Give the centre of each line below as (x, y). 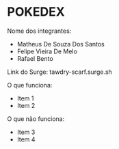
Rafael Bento (35, 58)
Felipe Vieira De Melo (47, 51)
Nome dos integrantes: (39, 31)
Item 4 (26, 139)
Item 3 (26, 132)
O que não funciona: (36, 119)
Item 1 (25, 98)
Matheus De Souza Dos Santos (61, 44)
